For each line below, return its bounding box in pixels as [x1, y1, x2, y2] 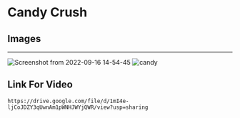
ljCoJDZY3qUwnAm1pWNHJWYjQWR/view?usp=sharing [7, 104, 149, 111]
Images [7, 33, 41, 45]
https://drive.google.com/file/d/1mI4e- [7, 97, 130, 104]
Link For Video [7, 79, 73, 91]
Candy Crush [7, 4, 88, 21]
